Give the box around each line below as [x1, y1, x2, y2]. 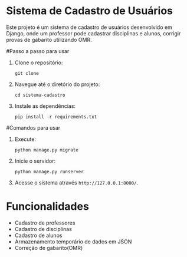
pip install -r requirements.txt [14, 114, 97, 120]
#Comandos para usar [6, 124, 61, 131]
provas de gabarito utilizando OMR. [6, 36, 93, 43]
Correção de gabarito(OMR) [14, 244, 83, 251]
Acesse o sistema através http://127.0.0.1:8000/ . [14, 179, 139, 186]
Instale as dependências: [14, 102, 76, 110]
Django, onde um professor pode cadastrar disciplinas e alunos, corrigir [6, 29, 181, 37]
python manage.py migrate [14, 147, 78, 153]
